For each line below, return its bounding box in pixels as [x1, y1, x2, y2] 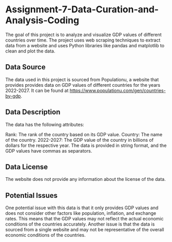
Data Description [5, 108, 61, 117]
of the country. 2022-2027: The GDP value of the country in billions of [5, 137, 154, 143]
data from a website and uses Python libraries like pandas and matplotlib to [5, 42, 165, 48]
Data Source [5, 63, 46, 71]
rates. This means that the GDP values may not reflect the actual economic [5, 216, 164, 222]
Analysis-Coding [5, 14, 80, 26]
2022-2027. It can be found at [5, 87, 69, 94]
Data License [5, 162, 48, 171]
